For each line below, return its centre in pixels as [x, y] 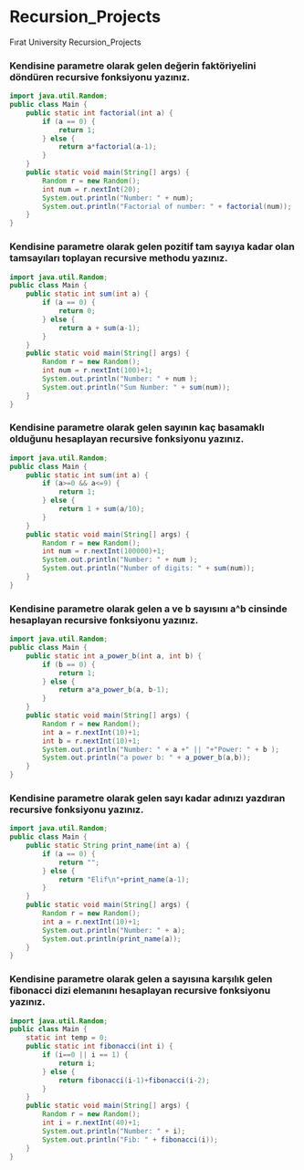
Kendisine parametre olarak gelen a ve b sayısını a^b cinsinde [148, 609]
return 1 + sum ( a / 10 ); [101, 509]
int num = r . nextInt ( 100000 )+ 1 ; [104, 551]
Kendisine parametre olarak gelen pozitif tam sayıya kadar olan [152, 246]
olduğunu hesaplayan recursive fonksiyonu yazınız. [127, 439]
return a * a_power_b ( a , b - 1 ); [114, 690]
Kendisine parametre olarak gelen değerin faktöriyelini [133, 66]
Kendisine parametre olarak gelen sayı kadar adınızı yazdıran [147, 798]
